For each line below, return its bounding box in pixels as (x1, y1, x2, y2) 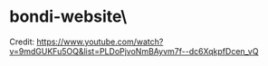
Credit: (9, 36, 35, 47)
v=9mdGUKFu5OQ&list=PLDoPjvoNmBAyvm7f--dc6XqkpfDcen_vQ (9, 45, 259, 56)
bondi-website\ (9, 6, 128, 27)
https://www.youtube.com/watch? (35, 36, 164, 47)
